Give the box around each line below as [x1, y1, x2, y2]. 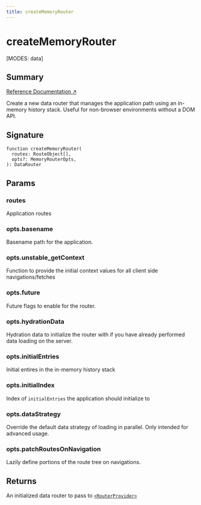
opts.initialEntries [6, 352, 60, 361]
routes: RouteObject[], [11, 151, 71, 157]
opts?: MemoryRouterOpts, [11, 156, 77, 163]
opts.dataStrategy [6, 410, 61, 418]
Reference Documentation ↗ [6, 88, 77, 95]
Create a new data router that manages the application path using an [6, 100, 176, 107]
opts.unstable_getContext [6, 253, 85, 262]
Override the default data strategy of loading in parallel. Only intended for [6, 423, 188, 430]
